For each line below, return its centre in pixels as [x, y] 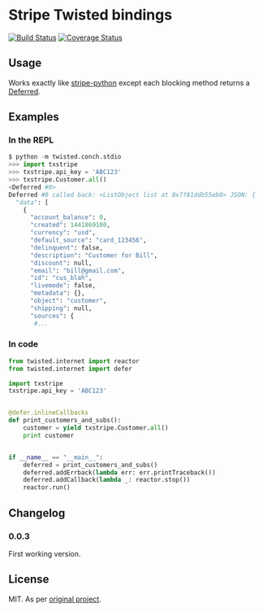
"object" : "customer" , [68, 301]
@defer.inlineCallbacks [49, 413]
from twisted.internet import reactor [74, 361]
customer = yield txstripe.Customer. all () [96, 428]
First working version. [45, 553]
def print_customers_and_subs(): [65, 421]
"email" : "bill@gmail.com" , [78, 270]
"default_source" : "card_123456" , [88, 240]
